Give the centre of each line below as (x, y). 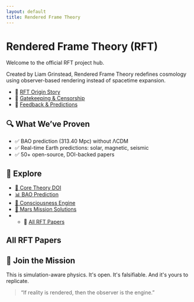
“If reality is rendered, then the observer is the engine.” (88, 293)
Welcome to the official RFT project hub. (55, 63)
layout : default (26, 12)
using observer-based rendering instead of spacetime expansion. (86, 81)
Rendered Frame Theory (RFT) (82, 46)
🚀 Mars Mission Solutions (46, 209)
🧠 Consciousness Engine (45, 203)
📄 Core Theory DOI (38, 188)
